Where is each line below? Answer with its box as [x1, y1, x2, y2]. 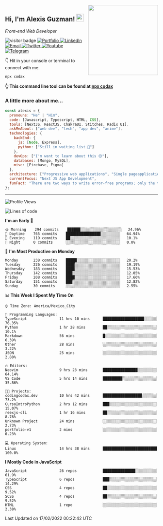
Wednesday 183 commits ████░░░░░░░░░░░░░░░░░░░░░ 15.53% [5, 266, 140, 271]
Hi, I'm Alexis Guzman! [5, 15, 75, 23]
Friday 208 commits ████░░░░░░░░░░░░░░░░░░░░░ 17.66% [5, 275, 140, 280]
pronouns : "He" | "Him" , [9, 113, 60, 117]
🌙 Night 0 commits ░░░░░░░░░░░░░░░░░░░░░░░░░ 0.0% [5, 240, 136, 245]
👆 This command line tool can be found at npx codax [5, 83, 113, 89]
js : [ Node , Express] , [17, 140, 62, 145]
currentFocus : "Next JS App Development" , [9, 176, 97, 181]
